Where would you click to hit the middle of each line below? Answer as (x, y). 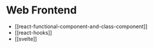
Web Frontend (41, 10)
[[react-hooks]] (33, 32)
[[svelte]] (26, 39)
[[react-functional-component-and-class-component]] (81, 26)
